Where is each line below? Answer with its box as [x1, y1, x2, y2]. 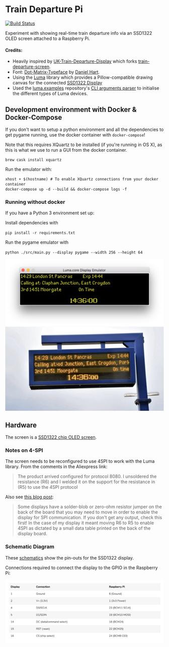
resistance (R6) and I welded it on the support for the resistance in [17, 479, 155, 485]
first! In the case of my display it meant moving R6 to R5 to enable [17, 520, 154, 526]
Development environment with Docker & [5, 105, 137, 114]
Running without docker [5, 198, 65, 205]
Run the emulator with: [5, 166, 52, 172]
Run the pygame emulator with [5, 239, 69, 246]
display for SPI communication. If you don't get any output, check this [17, 515, 162, 521]
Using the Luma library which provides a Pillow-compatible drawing [12, 74, 153, 80]
